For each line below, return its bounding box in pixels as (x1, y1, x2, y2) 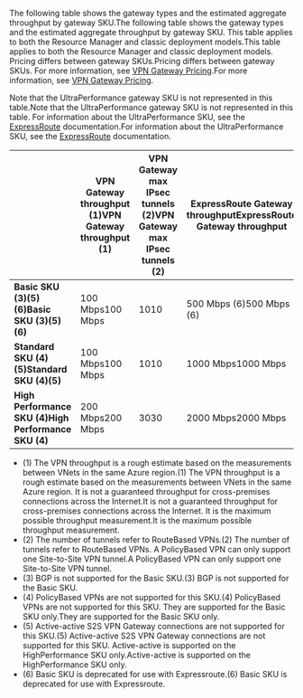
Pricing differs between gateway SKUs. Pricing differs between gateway (9, 56, 275, 66)
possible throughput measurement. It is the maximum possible (22, 515, 252, 525)
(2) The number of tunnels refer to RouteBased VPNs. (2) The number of (22, 534, 290, 545)
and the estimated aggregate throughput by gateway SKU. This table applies (9, 27, 293, 37)
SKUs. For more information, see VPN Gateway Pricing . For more (9, 65, 248, 76)
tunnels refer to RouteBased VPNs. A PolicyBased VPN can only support (22, 544, 291, 554)
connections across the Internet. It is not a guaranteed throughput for (22, 496, 278, 506)
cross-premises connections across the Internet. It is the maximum (22, 505, 272, 516)
